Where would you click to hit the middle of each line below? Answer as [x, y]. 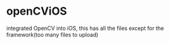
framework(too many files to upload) [53, 34]
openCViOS [37, 11]
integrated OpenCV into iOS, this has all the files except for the [85, 28]
